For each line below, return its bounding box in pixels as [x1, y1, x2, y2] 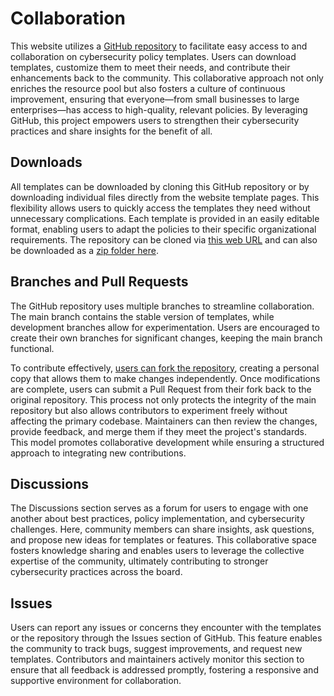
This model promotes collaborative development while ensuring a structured [10, 436, 325, 448]
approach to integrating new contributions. [10, 447, 187, 459]
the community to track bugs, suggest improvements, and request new [10, 643, 303, 655]
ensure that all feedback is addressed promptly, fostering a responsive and [10, 664, 319, 676]
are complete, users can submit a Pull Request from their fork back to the [10, 383, 312, 395]
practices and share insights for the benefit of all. [10, 125, 213, 137]
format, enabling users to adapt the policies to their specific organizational [10, 223, 317, 235]
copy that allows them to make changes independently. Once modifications [10, 372, 321, 384]
